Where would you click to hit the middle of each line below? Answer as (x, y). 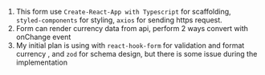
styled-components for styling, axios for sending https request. (119, 20)
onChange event (43, 37)
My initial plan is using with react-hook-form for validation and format (130, 45)
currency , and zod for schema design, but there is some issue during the (137, 54)
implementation (42, 62)
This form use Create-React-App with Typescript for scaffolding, (123, 12)
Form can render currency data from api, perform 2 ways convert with (132, 28)
